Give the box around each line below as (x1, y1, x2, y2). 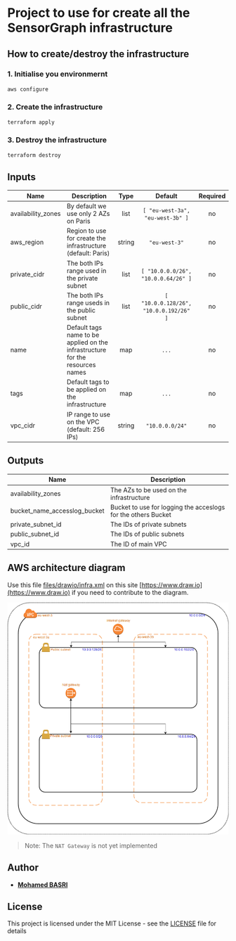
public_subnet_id (10, 530, 60, 539)
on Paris (66, 217, 91, 226)
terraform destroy (7, 152, 61, 159)
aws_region (10, 238, 44, 246)
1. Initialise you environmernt (7, 69, 108, 79)
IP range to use (66, 410, 111, 418)
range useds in (66, 298, 110, 307)
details (7, 927, 27, 935)
